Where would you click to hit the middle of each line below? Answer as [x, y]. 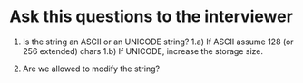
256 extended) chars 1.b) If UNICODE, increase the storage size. [143, 51]
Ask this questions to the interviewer [151, 17]
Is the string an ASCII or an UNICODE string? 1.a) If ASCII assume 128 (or [158, 41]
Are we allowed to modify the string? [91, 69]
